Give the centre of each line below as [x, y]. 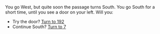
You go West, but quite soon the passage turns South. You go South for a [80, 7]
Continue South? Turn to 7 [39, 27]
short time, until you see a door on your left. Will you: [59, 12]
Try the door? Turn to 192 [38, 22]
